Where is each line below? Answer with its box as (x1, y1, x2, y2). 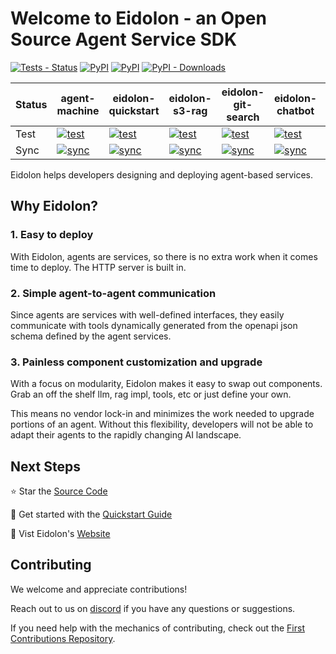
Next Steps (10, 458, 81, 475)
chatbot (276, 103, 315, 117)
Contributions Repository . (10, 632, 116, 644)
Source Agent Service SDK (10, 28, 238, 51)
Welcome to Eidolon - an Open (10, 7, 267, 30)
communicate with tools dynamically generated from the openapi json (10, 319, 298, 331)
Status (15, 97, 48, 111)
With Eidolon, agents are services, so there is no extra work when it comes (10, 250, 318, 262)
